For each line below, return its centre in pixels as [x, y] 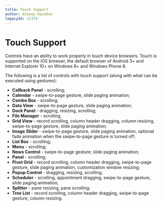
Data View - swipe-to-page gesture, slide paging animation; [72, 106]
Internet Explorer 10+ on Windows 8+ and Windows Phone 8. [66, 66]
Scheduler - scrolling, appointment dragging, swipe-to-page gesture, [81, 178]
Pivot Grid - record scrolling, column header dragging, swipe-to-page [82, 162]
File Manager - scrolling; [37, 116]
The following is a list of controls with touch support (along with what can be [81, 76]
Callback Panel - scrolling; [38, 90]
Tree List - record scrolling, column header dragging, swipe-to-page [80, 193]
